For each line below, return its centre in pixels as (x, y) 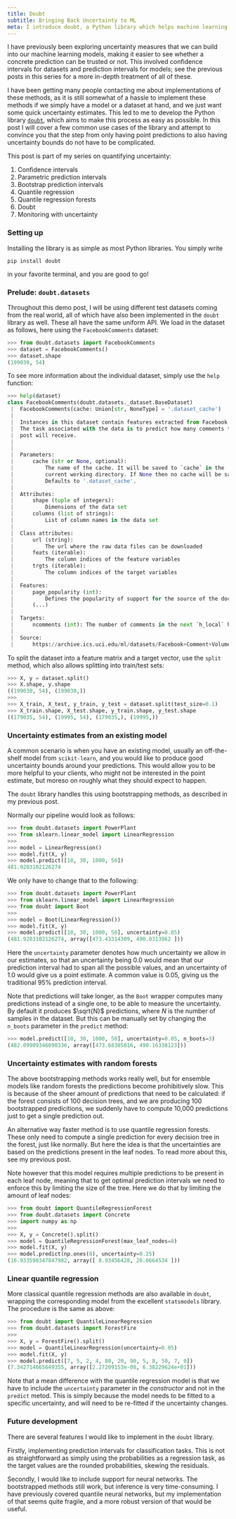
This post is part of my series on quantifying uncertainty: (90, 156)
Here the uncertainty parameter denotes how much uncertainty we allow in (117, 953)
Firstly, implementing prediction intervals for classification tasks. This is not (116, 1450)
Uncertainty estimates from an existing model (87, 735)
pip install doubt (34, 261)
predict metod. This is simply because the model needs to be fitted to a (111, 1396)
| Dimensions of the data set (69, 507)
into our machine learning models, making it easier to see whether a (105, 54)
